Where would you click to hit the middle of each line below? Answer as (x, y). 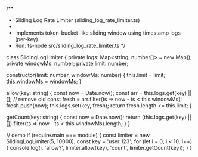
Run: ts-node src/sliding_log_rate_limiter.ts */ (70, 45)
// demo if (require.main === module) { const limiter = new (78, 135)
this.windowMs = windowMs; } (44, 81)
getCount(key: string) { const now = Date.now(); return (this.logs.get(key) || (99, 117)
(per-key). (27, 39)
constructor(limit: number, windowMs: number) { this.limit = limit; (86, 75)
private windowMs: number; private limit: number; (67, 63)
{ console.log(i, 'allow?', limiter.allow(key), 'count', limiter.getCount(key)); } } (99, 148)
